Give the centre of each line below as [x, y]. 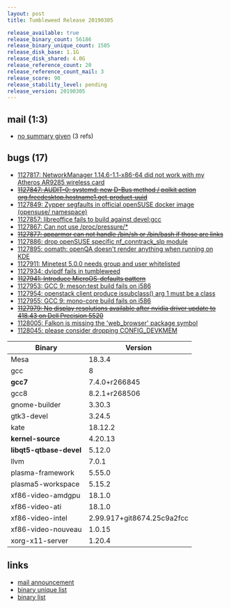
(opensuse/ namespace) [52, 212]
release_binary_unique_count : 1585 [59, 46]
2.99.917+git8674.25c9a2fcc [139, 518]
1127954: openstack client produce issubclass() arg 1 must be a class [116, 293]
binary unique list [42, 589]
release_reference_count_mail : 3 [56, 71]
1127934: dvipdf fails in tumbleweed [69, 271]
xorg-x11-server [39, 540]
